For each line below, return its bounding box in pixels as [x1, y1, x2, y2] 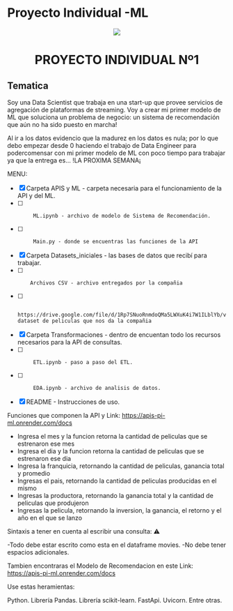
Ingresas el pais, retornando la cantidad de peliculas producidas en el [17, 476, 217, 485]
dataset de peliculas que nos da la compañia [17, 317, 152, 324]
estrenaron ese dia [17, 454, 72, 462]
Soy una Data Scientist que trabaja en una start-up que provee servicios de [7, 98, 223, 106]
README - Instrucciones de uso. [26, 398, 120, 406]
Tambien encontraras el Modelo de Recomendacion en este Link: [7, 561, 193, 570]
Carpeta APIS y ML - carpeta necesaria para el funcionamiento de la [26, 183, 223, 193]
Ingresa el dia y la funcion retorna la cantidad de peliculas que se [17, 446, 204, 455]
